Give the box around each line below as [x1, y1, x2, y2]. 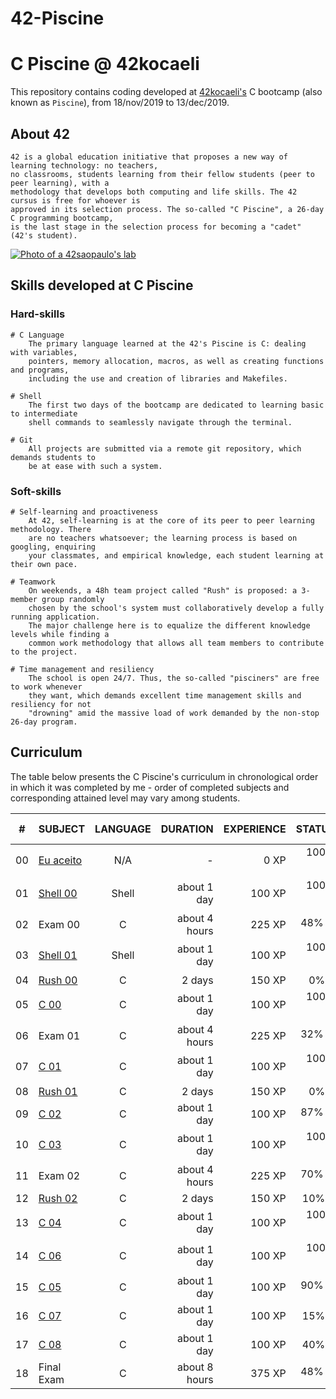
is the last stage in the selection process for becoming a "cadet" [10, 222, 302, 232]
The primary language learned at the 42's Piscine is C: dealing [28, 338, 307, 349]
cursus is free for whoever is [10, 195, 141, 206]
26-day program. [10, 717, 78, 727]
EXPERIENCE [223, 822, 287, 836]
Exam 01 [38, 1028, 81, 1042]
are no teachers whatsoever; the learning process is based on [28, 533, 298, 543]
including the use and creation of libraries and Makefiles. [28, 373, 288, 384]
